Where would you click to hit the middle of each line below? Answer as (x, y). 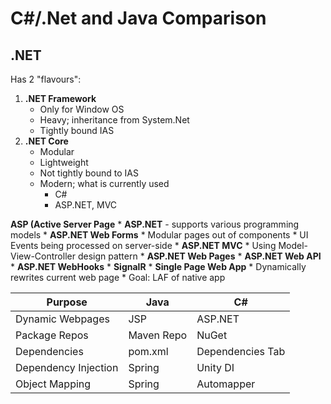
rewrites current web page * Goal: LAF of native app (118, 277)
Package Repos (52, 335)
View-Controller (43, 256)
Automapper (226, 384)
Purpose (67, 302)
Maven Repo (158, 335)
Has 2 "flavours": (46, 79)
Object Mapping (53, 384)
